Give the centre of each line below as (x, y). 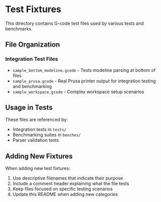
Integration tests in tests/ (39, 130)
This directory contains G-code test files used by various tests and (74, 23)
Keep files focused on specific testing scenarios (63, 189)
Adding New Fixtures (39, 156)
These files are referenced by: (37, 119)
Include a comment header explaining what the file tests (71, 184)
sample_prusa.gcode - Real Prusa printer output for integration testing (84, 81)
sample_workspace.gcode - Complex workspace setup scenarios (78, 92)
